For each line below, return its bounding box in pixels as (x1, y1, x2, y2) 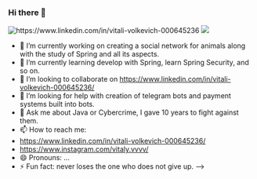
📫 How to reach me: (19, 125, 87, 134)
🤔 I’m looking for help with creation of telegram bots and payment (19, 91, 231, 100)
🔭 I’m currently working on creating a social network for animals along (19, 41, 246, 50)
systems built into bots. (19, 100, 96, 109)
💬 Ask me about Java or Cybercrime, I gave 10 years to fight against (19, 108, 239, 117)
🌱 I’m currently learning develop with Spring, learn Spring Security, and (19, 58, 249, 68)
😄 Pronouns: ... (19, 153, 71, 163)
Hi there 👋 (8, 7, 47, 18)
